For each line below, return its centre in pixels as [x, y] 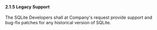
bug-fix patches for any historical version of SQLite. [58, 23]
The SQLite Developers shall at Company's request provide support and [79, 17]
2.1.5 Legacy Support [28, 7]
